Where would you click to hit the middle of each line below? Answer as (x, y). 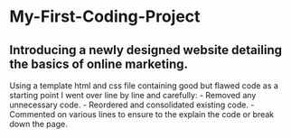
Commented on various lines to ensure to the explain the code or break (142, 114)
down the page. (38, 124)
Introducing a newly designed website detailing (146, 50)
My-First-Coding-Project (105, 17)
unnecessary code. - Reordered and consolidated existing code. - (132, 105)
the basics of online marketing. (99, 64)
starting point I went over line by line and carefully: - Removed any (133, 95)
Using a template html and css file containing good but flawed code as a (144, 86)
